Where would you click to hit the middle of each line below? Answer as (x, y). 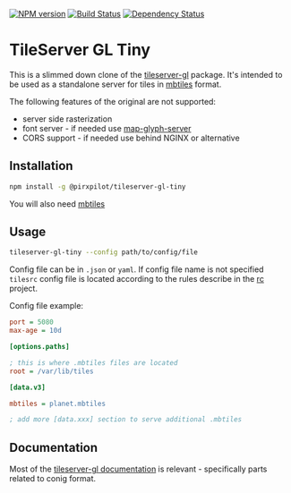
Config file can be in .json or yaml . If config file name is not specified (137, 269)
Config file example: (46, 306)
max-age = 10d (36, 331)
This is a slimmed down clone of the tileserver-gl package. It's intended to (146, 74)
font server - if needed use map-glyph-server (107, 128)
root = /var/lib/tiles (51, 371)
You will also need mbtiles (57, 204)
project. (24, 289)
